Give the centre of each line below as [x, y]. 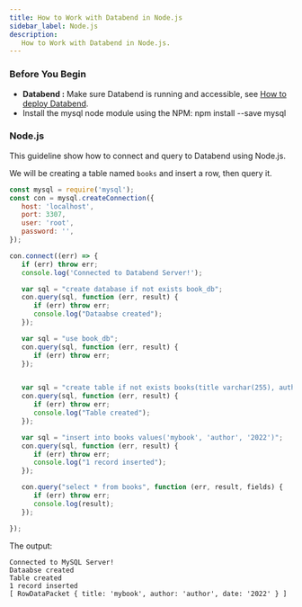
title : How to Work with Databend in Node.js [96, 18]
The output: [31, 546]
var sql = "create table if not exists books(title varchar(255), [148, 388]
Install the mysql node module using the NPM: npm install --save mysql [154, 112]
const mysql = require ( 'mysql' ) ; [72, 190]
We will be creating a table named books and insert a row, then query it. [141, 173]
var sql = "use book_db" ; [70, 338]
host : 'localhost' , [58, 206]
